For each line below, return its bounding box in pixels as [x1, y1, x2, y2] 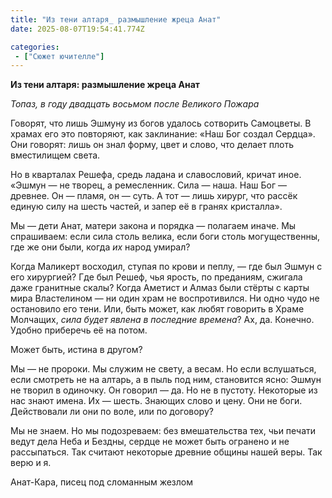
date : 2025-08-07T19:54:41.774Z [10, 24, 145, 34]
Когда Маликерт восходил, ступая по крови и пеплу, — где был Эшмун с [10, 261, 323, 273]
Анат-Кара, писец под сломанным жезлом [10, 476, 194, 488]
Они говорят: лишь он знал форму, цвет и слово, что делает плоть [10, 139, 294, 151]
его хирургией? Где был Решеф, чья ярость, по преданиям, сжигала [10, 271, 303, 283]
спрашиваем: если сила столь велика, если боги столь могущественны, [10, 231, 320, 243]
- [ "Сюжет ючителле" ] [14, 51, 105, 61]
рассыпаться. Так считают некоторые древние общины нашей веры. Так [10, 446, 323, 458]
